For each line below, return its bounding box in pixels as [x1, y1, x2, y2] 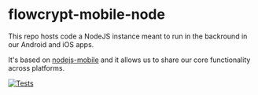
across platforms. [8, 63, 65, 72]
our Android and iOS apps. [8, 39, 94, 49]
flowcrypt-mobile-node [8, 5, 165, 24]
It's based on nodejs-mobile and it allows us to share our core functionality [8, 55, 251, 64]
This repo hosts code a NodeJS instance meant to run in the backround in [8, 31, 248, 41]
